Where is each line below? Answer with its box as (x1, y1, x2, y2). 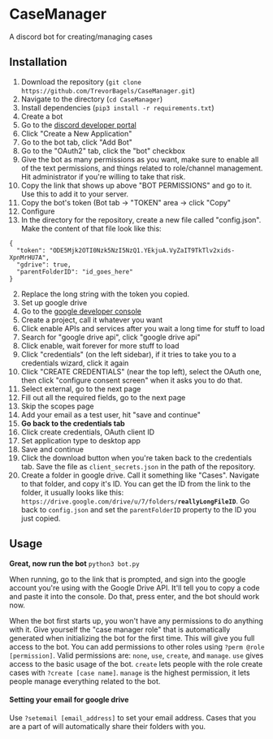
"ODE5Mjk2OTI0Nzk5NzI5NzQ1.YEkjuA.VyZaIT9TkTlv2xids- (49, 246, 235, 254)
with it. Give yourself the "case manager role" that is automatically (9, 624, 231, 634)
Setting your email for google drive (9, 695, 129, 705)
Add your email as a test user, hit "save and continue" (20, 409, 201, 419)
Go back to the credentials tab (20, 418, 125, 428)
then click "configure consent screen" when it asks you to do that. (20, 375, 243, 385)
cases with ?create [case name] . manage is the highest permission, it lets (9, 668, 250, 677)
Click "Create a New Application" (20, 128, 132, 138)
